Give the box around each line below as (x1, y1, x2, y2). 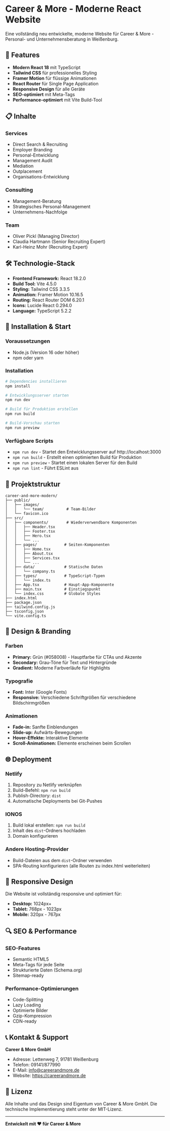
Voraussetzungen (5, 338, 51, 345)
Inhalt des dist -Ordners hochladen (12, 828, 86, 834)
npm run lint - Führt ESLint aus (12, 465, 79, 471)
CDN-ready (12, 1018, 37, 1024)
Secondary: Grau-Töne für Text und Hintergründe (12, 659, 117, 665)
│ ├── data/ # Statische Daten (5, 564, 103, 569)
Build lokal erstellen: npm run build (12, 822, 86, 829)
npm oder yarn (12, 354, 44, 361)
